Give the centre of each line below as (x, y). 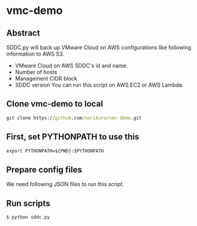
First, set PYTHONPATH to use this (73, 137)
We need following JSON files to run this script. (65, 184)
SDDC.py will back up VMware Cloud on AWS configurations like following (99, 47)
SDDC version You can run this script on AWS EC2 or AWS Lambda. (99, 85)
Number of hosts (36, 72)
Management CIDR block (46, 78)
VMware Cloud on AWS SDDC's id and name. (71, 65)
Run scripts (28, 203)
